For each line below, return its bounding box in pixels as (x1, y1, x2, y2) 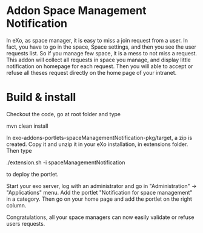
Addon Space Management (6, 4, 147, 18)
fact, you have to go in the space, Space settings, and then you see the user (6, 43, 197, 50)
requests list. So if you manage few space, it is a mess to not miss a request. (6, 49, 198, 57)
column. (6, 201, 27, 209)
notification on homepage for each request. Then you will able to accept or (6, 62, 193, 70)
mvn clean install (6, 122, 48, 130)
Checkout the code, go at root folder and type (6, 110, 121, 117)
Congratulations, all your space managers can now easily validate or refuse (6, 214, 195, 221)
